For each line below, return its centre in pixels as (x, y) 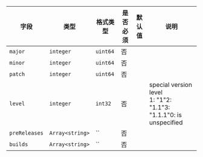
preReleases (27, 133)
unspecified (166, 122)
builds (19, 144)
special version (170, 85)
